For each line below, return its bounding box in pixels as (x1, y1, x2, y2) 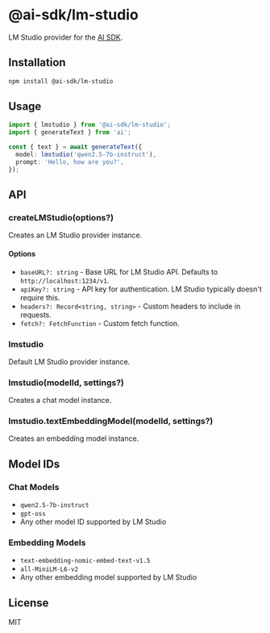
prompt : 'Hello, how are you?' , (15, 157, 125, 166)
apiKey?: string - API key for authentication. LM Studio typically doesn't (19, 284, 262, 294)
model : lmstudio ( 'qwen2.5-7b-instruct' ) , (15, 151, 157, 159)
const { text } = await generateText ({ (8, 143, 143, 151)
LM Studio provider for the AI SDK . (8, 32, 123, 42)
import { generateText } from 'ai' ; (8, 128, 131, 136)
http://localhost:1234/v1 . (19, 275, 110, 285)
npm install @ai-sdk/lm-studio (8, 77, 114, 86)
